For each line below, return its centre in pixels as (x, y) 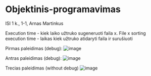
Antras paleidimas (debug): (34, 58)
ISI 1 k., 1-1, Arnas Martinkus (34, 23)
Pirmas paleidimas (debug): (34, 48)
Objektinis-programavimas (63, 9)
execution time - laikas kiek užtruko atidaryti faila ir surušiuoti (69, 39)
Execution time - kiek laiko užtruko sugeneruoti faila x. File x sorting (76, 33)
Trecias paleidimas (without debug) (42, 68)
